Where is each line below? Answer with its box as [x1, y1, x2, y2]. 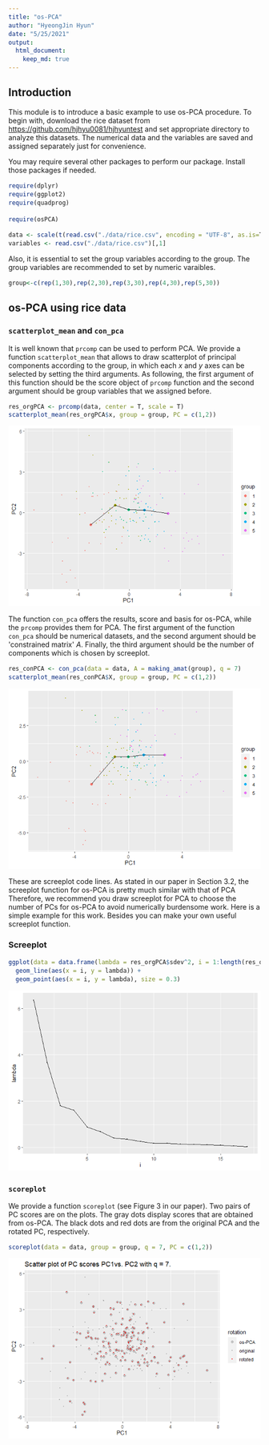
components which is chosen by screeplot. [8, 648, 151, 658]
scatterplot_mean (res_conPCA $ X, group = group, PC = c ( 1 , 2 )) [8, 673, 217, 681]
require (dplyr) [8, 181, 59, 190]
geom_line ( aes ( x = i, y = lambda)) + [15, 967, 142, 975]
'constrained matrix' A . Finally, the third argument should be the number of [8, 640, 255, 649]
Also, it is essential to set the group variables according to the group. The [8, 253, 251, 264]
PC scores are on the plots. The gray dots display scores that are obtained [8, 1210, 254, 1220]
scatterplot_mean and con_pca [8, 325, 124, 337]
